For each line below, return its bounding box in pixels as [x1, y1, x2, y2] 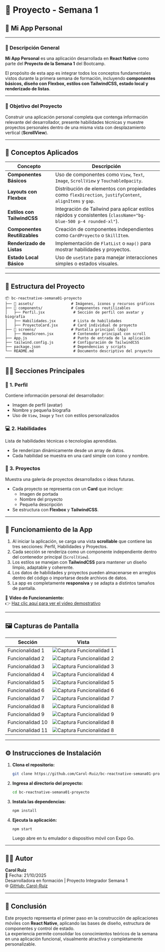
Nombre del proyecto [19, 496, 63, 502]
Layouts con [7, 189, 37, 196]
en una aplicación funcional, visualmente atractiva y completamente [5, 936, 143, 942]
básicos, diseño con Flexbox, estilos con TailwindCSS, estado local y [5, 81, 148, 86]
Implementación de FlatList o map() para [55, 240, 151, 247]
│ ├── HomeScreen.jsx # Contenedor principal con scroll [5, 332, 146, 336]
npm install [12, 808, 37, 813]
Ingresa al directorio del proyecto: [12, 780, 83, 786]
